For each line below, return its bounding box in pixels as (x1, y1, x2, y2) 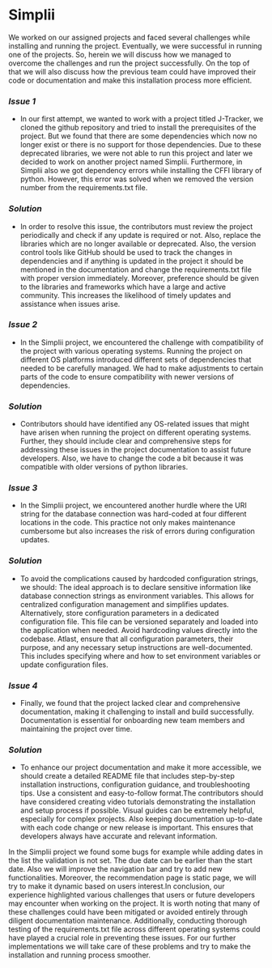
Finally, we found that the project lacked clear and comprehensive (19, 698, 240, 708)
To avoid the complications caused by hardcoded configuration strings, (19, 573, 259, 584)
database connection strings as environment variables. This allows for (19, 591, 254, 601)
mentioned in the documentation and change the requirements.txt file (19, 265, 253, 274)
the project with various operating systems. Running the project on (19, 346, 243, 355)
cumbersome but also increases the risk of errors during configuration (19, 526, 255, 536)
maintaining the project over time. (19, 724, 133, 734)
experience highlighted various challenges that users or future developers (8, 890, 255, 900)
